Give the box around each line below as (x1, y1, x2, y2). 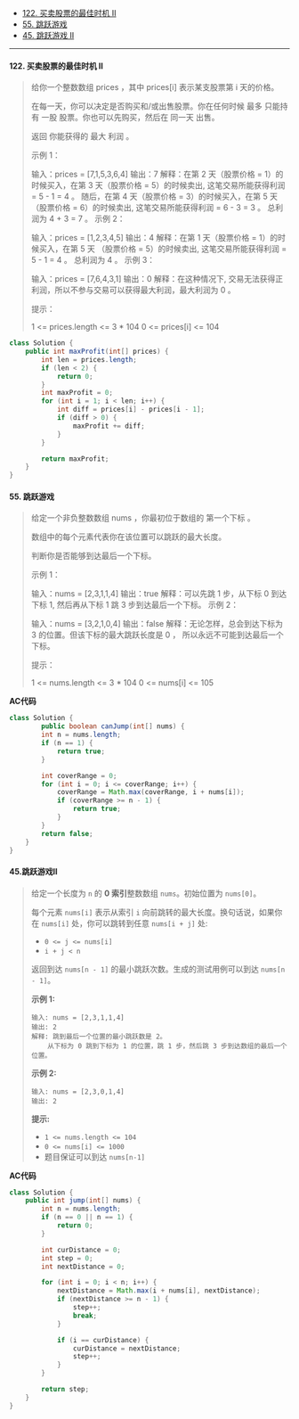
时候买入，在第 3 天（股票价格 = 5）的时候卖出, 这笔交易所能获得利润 (30, 180, 286, 191)
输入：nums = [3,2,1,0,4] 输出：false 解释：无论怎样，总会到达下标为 (30, 619, 283, 629)
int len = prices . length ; (41, 355, 138, 364)
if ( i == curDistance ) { (56, 1335, 149, 1344)
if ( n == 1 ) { (41, 739, 93, 748)
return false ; (41, 829, 93, 838)
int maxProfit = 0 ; (41, 389, 114, 398)
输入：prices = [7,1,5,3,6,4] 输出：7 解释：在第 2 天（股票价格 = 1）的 (30, 168, 284, 180)
